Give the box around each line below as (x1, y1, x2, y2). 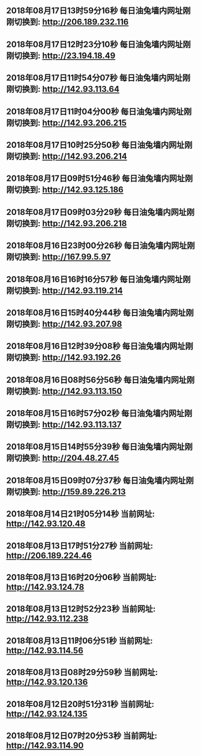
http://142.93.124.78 (6, 582, 85, 593)
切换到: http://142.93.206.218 (14, 218, 127, 228)
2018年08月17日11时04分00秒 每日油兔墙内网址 (6, 106, 184, 116)
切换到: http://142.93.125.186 (14, 185, 124, 195)
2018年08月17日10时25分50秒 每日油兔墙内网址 (6, 140, 185, 150)
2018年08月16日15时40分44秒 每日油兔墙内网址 (6, 307, 186, 318)
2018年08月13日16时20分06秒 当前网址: (6, 572, 157, 582)
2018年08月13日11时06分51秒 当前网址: (6, 635, 153, 646)
